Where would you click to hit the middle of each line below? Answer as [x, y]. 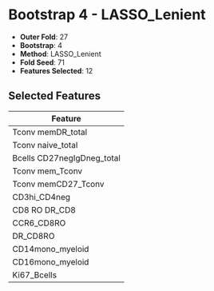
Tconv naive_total [45, 145]
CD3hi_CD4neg [41, 197]
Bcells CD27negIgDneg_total [67, 157]
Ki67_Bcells [35, 275]
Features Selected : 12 [56, 70]
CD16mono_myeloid [51, 261]
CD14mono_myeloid [51, 249]
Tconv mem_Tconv [48, 171]
